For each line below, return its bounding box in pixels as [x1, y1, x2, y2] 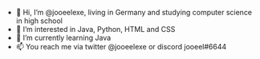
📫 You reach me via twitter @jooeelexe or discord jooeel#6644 [15, 42, 227, 51]
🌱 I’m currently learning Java [15, 33, 112, 42]
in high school [15, 16, 63, 26]
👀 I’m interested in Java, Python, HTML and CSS [15, 25, 176, 33]
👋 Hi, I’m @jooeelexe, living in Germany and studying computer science [15, 8, 253, 17]
